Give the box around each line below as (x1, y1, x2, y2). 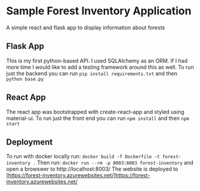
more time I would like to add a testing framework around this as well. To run (6, 63, 194, 70)
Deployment (6, 137, 53, 147)
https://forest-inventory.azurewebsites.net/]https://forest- (8, 172, 150, 179)
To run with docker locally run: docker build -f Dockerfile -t (6, 153, 160, 160)
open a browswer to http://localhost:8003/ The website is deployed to (6, 165, 179, 172)
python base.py (6, 76, 44, 82)
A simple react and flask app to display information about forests (6, 24, 165, 31)
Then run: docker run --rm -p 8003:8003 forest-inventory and (36, 159, 193, 167)
